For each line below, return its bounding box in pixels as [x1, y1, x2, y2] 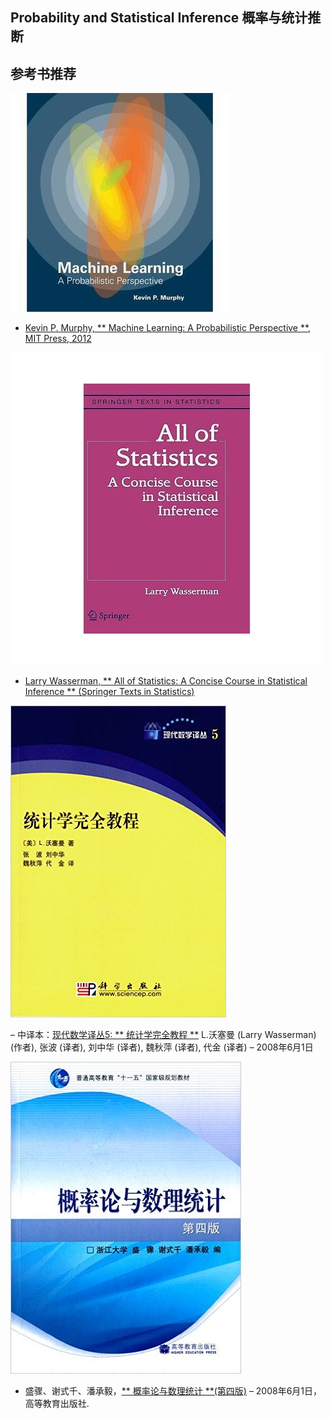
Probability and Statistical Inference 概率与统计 [10, 9, 308, 27]
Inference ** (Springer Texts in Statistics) [24, 686, 195, 698]
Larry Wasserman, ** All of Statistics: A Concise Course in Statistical [24, 675, 308, 687]
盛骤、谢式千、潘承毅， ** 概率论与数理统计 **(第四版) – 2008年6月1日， [24, 1385, 323, 1397]
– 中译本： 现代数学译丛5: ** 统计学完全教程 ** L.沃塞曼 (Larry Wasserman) [10, 1029, 317, 1041]
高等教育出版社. [24, 1398, 90, 1410]
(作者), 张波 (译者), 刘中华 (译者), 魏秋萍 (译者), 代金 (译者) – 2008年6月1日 [10, 1041, 314, 1053]
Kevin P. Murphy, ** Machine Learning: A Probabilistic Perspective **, [24, 322, 312, 334]
